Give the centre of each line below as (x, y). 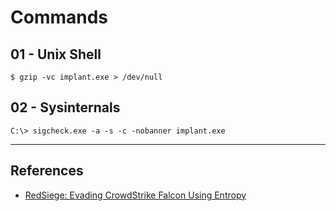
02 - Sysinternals (65, 107)
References (47, 171)
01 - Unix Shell (56, 54)
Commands (59, 17)
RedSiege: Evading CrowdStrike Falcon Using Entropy (135, 195)
